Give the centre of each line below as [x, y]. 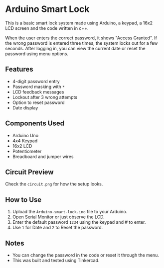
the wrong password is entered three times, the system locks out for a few [82, 43]
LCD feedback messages [38, 92]
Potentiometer [27, 151]
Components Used [35, 124]
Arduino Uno [25, 135]
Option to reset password [38, 102]
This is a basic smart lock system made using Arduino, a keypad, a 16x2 [79, 23]
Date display [25, 107]
